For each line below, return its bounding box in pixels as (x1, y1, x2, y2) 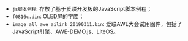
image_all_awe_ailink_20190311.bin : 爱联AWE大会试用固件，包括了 (12, 20, 182, 27)
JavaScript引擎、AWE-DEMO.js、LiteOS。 (12, 28, 119, 35)
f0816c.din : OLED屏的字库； (12, 13, 85, 20)
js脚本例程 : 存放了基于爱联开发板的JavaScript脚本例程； (12, 5, 152, 12)
